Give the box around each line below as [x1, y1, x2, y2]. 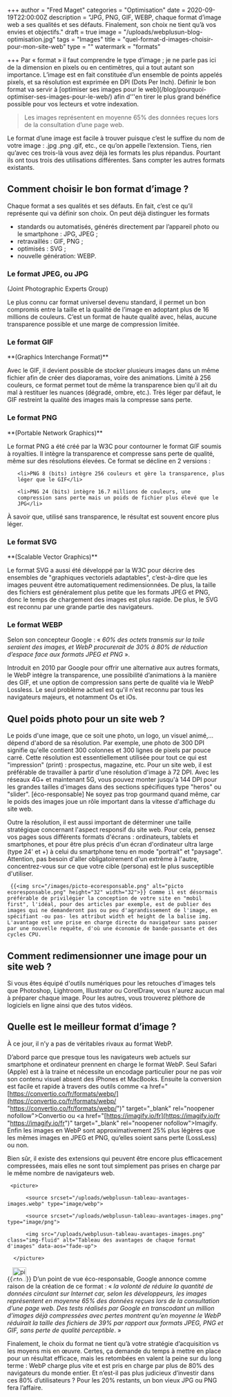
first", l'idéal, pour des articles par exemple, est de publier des [7, 901, 212, 908]
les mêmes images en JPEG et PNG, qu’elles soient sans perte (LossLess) [7, 1133, 217, 1141]
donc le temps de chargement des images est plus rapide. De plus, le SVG [7, 595, 219, 604]
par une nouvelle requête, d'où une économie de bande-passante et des [7, 925, 217, 932]
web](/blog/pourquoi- [144, 86, 207, 93]
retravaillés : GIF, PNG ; [17, 237, 84, 245]
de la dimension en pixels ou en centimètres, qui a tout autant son [7, 64, 195, 71]
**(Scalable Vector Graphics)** [7, 552, 98, 561]
